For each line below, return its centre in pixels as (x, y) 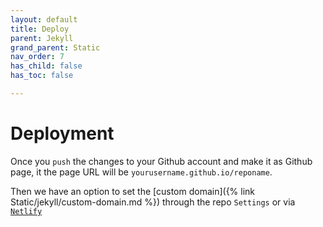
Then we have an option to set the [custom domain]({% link (133, 191)
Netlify (26, 211)
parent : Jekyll (42, 38)
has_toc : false (42, 76)
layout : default (44, 19)
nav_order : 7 (37, 57)
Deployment (62, 133)
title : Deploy (40, 29)
